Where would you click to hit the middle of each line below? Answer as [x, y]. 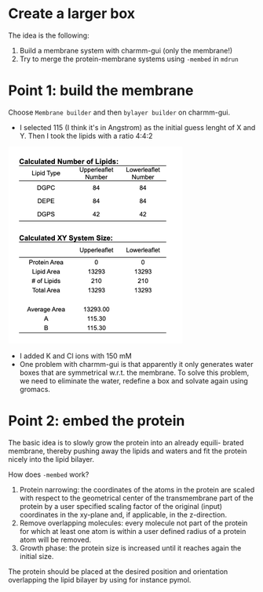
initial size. [37, 556]
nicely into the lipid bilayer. [51, 459]
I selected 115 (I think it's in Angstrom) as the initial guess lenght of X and [137, 127]
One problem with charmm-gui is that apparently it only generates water [136, 364]
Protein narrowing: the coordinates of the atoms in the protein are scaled [137, 489]
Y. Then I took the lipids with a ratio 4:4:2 [86, 136]
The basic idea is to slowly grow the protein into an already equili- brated [126, 442]
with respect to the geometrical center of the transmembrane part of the [136, 498]
